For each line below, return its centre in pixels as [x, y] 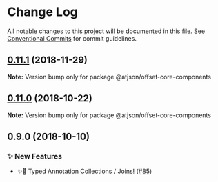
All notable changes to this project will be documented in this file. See [106, 31]
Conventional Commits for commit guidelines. [72, 38]
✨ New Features [34, 156]
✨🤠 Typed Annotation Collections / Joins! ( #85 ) [85, 171]
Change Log [42, 12]
